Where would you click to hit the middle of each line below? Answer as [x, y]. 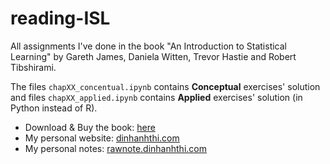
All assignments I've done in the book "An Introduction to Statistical [148, 46]
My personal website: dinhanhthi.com [102, 138]
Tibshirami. [33, 67]
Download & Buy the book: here [90, 127]
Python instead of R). [54, 108]
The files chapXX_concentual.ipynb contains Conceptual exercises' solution [165, 86]
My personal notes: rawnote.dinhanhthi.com [115, 148]
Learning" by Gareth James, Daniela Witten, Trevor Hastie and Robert [153, 56]
